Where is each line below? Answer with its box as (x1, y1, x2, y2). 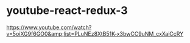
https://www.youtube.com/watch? (6, 24, 92, 31)
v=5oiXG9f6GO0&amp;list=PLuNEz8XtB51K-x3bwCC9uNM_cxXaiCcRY (6, 30, 184, 37)
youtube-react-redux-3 (6, 4, 128, 18)
